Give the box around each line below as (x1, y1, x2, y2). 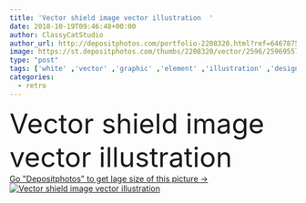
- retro (17, 81, 47, 90)
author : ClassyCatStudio (9, 30, 104, 39)
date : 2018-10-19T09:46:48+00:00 (9, 22, 137, 31)
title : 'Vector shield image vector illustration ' (9, 13, 214, 23)
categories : (9, 73, 55, 82)
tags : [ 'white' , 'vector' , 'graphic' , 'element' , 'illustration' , (9, 65, 271, 74)
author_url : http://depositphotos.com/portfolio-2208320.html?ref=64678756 (9, 38, 303, 48)
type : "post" (9, 56, 59, 65)
